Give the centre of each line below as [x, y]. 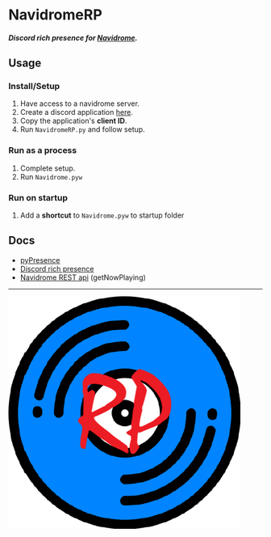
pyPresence [40, 260]
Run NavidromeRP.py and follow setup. [82, 129]
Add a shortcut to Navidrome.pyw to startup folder [102, 215]
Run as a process [43, 150]
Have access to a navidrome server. [79, 104]
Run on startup [38, 197]
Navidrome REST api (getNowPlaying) [83, 277]
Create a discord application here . [76, 112]
